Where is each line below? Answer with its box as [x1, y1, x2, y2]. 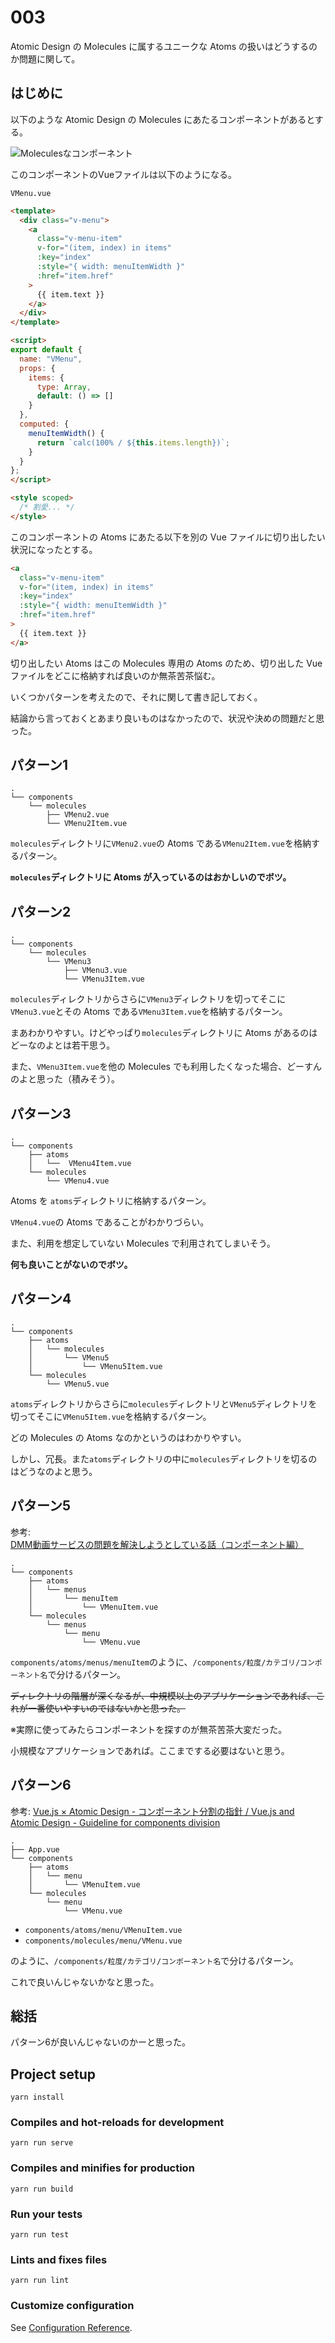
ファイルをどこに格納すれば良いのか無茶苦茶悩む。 [10, 669, 221, 681]
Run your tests [10, 2207, 83, 2221]
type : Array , [36, 382, 92, 392]
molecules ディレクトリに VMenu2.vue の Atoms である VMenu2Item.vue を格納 [10, 837, 312, 850]
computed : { [19, 419, 70, 429]
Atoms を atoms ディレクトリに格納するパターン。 [10, 1195, 212, 1207]
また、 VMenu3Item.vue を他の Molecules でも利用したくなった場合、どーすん [10, 1061, 322, 1073]
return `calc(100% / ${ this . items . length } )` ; [36, 437, 230, 448]
